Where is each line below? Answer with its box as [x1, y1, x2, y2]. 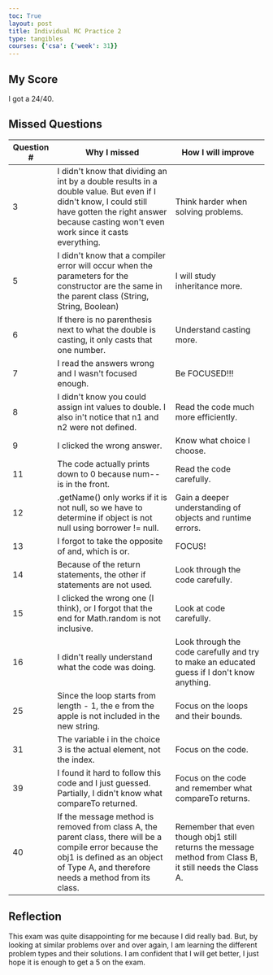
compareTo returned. [57, 798, 138, 809]
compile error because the [57, 841, 158, 852]
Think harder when [175, 196, 248, 207]
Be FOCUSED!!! [175, 368, 234, 379]
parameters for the [57, 270, 128, 281]
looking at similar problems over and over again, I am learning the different [8, 940, 258, 950]
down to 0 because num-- [57, 468, 161, 480]
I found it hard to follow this [57, 767, 161, 778]
